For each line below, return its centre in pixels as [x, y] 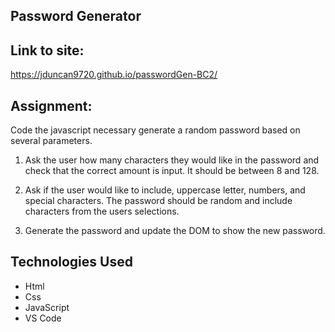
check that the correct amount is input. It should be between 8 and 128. [172, 171]
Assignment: [51, 105]
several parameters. [51, 141]
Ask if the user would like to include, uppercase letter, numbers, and [165, 190]
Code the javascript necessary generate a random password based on [155, 130]
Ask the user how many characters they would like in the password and [172, 160]
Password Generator [76, 16]
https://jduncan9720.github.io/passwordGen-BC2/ [114, 75]
